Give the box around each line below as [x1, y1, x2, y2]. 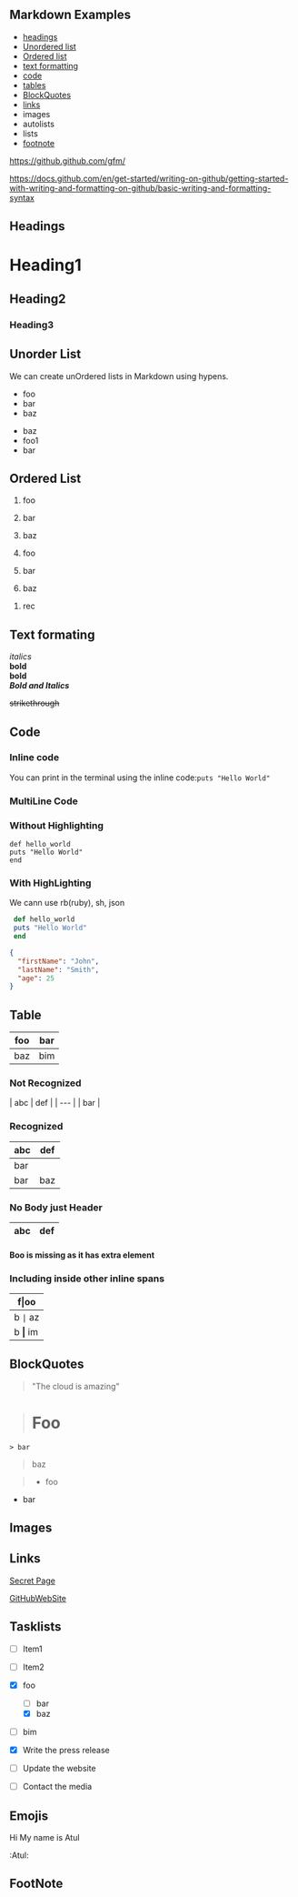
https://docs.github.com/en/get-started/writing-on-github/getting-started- [9, 173, 289, 184]
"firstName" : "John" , [17, 957, 100, 966]
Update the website [22, 1763, 97, 1774]
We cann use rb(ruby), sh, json [9, 898, 125, 908]
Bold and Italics [9, 680, 70, 691]
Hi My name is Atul [9, 1832, 80, 1843]
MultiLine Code [9, 795, 79, 808]
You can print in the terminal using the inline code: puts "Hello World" [9, 772, 271, 783]
